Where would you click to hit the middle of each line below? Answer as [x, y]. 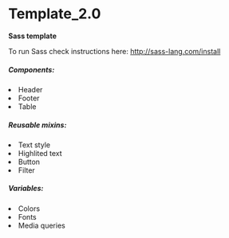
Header [31, 89]
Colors [30, 209]
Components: [32, 69]
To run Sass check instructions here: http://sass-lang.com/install [114, 51]
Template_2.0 [55, 14]
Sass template [33, 36]
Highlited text [40, 153]
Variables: [26, 189]
